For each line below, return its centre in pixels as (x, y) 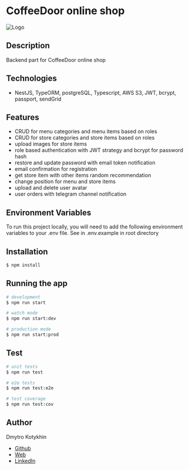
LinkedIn (25, 461)
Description (28, 46)
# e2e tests (21, 383)
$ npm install (23, 265)
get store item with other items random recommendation (83, 176)
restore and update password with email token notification (85, 163)
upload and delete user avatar (51, 188)
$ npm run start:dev (31, 319)
